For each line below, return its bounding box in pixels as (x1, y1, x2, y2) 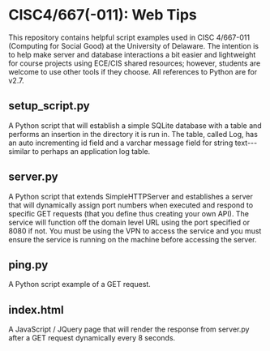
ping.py (8, 258, 49, 272)
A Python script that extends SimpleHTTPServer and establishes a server (8, 191, 253, 201)
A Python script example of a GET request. (8, 280, 152, 289)
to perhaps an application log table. (32, 146, 151, 156)
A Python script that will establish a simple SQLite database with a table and (8, 120, 262, 131)
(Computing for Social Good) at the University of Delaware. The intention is (8, 41, 259, 50)
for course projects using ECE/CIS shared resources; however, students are (8, 58, 261, 68)
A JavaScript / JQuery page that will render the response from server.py (8, 324, 250, 334)
